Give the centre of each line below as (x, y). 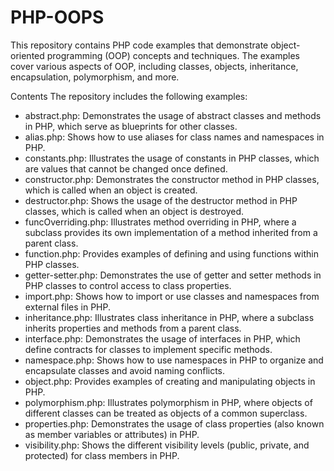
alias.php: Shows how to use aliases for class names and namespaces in (174, 137)
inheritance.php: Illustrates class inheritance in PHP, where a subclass (169, 317)
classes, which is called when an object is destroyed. (134, 211)
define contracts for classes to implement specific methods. (148, 349)
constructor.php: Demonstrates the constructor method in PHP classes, (172, 179)
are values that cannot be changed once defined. (126, 168)
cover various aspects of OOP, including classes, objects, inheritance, (154, 66)
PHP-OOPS (57, 17)
